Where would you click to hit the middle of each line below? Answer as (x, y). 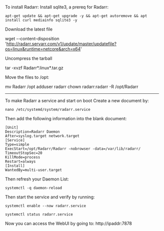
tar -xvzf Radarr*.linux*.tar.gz (34, 68)
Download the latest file (29, 29)
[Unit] (12, 127)
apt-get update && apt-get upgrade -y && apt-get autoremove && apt (76, 16)
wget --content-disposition (32, 39)
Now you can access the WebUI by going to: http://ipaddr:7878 (69, 223)
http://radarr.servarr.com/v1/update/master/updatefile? (61, 44)
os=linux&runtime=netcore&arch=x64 (43, 49)
